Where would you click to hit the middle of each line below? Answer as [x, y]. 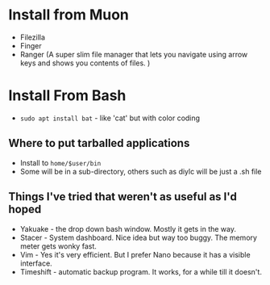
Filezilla [33, 37]
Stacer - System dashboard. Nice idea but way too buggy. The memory [139, 237]
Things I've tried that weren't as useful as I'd [123, 197]
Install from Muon [69, 15]
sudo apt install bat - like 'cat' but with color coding [110, 118]
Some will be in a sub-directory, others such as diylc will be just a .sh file [141, 171]
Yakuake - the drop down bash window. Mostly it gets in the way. [128, 228]
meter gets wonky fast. [58, 246]
